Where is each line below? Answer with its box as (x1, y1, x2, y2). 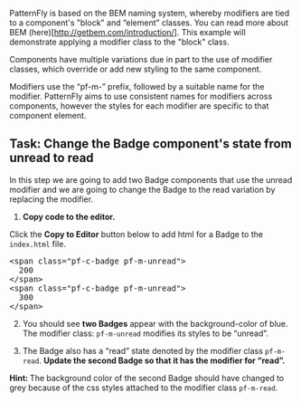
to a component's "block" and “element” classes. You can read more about (9, 17, 289, 28)
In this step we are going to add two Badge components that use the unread (9, 174, 293, 185)
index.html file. (9, 238, 66, 249)
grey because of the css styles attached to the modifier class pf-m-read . (9, 382, 278, 393)
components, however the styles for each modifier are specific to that (9, 100, 269, 111)
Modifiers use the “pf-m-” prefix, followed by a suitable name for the (9, 81, 265, 91)
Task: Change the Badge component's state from (9, 136, 292, 152)
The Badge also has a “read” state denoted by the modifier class (22, 345, 264, 356)
